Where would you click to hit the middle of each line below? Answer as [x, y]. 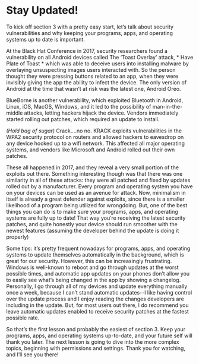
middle [15, 113]
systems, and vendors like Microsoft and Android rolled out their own [91, 150]
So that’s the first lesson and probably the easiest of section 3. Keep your [96, 329]
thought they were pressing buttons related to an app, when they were [92, 76]
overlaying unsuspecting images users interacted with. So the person [91, 69]
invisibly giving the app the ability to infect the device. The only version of [97, 82]
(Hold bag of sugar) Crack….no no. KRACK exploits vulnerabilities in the [94, 131]
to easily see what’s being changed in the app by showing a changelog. [94, 280]
